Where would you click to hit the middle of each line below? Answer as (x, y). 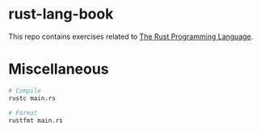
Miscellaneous (59, 69)
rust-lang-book (61, 14)
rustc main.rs (32, 98)
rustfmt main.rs (36, 120)
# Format (23, 113)
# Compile (25, 91)
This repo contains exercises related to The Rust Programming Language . (131, 36)
